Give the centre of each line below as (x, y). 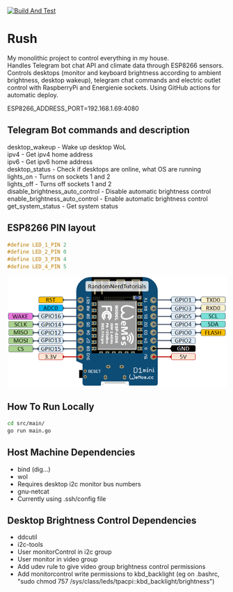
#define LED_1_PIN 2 (37, 245)
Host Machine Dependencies (71, 453)
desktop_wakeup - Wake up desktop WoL (67, 147)
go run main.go (29, 431)
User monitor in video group (58, 559)
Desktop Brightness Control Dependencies (102, 520)
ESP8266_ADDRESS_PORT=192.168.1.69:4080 (73, 108)
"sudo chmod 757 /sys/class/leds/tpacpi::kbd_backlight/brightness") (116, 582)
